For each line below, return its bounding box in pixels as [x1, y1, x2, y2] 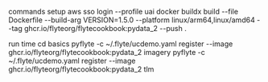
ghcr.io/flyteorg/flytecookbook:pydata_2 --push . [23, 24, 187, 33]
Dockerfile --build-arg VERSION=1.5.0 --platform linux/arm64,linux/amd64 [8, 15, 255, 25]
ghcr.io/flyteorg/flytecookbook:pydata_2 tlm [8, 64, 155, 74]
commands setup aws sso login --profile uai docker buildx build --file [8, 7, 239, 16]
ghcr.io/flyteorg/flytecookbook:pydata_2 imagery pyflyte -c [8, 48, 205, 57]
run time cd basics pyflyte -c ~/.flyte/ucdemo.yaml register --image [8, 39, 233, 49]
